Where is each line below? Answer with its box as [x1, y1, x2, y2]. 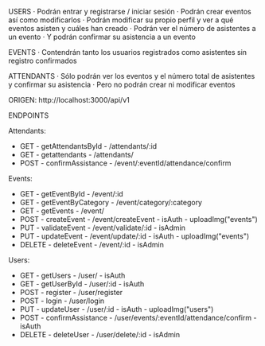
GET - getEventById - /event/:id [19, 189, 123, 198]
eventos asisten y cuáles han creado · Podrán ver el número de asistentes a [8, 24, 256, 33]
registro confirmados [8, 56, 77, 65]
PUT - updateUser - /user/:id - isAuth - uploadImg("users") [19, 305, 214, 313]
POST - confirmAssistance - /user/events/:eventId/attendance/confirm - [19, 313, 257, 322]
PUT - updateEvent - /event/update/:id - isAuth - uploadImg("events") [19, 231, 250, 241]
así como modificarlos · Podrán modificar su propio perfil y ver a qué [8, 15, 234, 25]
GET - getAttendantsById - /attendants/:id [19, 142, 158, 150]
